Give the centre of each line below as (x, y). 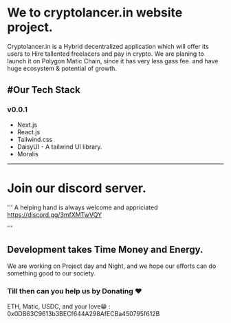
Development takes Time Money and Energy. (105, 249)
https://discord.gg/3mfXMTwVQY (54, 214)
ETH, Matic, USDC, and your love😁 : (59, 306)
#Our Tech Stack (44, 90)
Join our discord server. (77, 188)
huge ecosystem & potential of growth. (62, 68)
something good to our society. (52, 273)
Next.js (27, 125)
